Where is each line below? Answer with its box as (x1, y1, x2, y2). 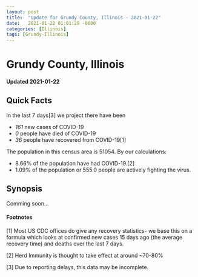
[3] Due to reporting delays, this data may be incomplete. (6, 263, 149, 270)
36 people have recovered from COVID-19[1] (15, 136, 127, 143)
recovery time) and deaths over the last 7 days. (6, 240, 124, 247)
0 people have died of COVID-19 (15, 130, 96, 137)
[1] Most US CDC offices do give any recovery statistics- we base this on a (6, 227, 193, 234)
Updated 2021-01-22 (6, 78, 60, 85)
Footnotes (6, 213, 33, 221)
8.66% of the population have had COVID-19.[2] (15, 159, 135, 167)
